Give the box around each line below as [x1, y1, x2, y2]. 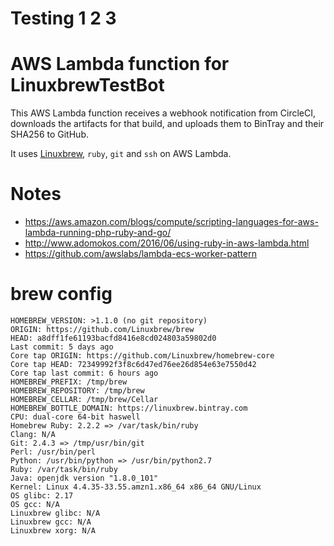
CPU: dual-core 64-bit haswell [10, 412, 141, 422]
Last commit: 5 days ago [10, 342, 114, 352]
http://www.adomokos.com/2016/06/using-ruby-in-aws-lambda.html [24, 237, 310, 249]
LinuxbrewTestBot [10, 74, 165, 97]
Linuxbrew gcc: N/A [10, 517, 92, 527]
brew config [10, 283, 113, 306]
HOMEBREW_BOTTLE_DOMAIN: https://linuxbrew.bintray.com [10, 403, 248, 413]
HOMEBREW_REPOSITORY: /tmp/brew [10, 386, 145, 396]
